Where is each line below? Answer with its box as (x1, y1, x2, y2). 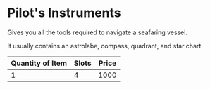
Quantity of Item (11, 58, 68, 68)
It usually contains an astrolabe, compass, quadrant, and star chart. (7, 41, 203, 50)
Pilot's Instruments (7, 5, 121, 21)
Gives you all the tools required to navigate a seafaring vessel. (7, 28, 188, 36)
